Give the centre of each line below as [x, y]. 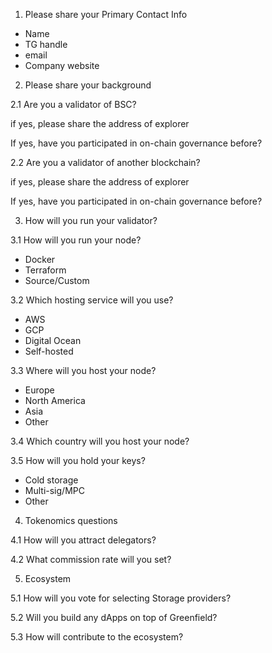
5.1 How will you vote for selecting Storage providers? [121, 598]
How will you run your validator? [91, 220]
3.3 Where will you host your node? [83, 370]
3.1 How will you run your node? [76, 240]
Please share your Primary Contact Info [106, 14]
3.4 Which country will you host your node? [100, 441]
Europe [39, 390]
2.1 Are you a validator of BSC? [73, 104]
